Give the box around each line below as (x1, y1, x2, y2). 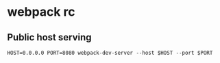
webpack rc (7, 4, 75, 20)
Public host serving (7, 32, 92, 43)
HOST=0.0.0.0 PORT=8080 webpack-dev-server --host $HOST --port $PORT (7, 49, 213, 56)
